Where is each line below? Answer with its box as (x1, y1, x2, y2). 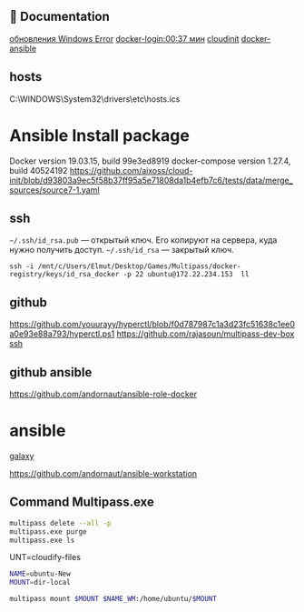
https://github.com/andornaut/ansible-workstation (9, 467, 198, 478)
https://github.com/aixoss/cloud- (69, 165, 193, 176)
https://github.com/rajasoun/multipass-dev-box (116, 328, 295, 339)
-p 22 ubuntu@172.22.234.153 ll (123, 270, 250, 279)
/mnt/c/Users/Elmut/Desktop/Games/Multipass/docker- (37, 262, 242, 271)
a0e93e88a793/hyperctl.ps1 (9, 328, 115, 339)
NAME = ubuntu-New (9, 569, 71, 578)
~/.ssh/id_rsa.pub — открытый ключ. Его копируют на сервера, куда (9, 235, 278, 246)
